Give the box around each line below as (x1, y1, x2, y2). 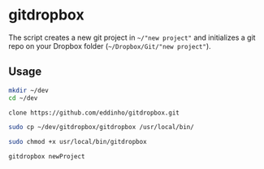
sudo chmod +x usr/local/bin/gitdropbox (8, 138, 148, 146)
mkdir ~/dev (8, 86, 49, 94)
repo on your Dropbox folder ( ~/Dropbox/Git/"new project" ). (8, 41, 211, 50)
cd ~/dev (8, 93, 38, 102)
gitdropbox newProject (8, 153, 85, 161)
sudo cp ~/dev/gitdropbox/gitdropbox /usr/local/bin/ (8, 123, 195, 132)
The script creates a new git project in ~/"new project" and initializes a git (8, 32, 256, 42)
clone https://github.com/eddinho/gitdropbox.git (8, 108, 180, 117)
